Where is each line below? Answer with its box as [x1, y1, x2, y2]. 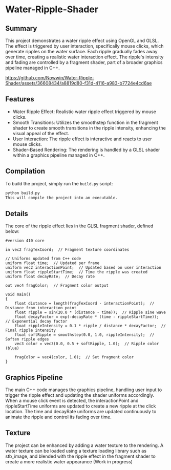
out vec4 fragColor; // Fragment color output [5, 283, 109, 288]
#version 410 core [5, 238, 45, 244]
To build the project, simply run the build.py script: [5, 180, 113, 186]
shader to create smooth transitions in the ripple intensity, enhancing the [12, 124, 166, 131]
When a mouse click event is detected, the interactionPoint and [5, 398, 139, 403]
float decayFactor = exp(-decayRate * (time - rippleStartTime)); [14, 314, 159, 319]
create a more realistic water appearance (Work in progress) [5, 458, 133, 464]
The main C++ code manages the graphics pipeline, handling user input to [5, 387, 162, 393]
